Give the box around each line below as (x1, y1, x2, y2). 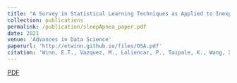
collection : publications (7, 17, 83, 24)
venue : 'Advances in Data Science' (7, 36, 112, 43)
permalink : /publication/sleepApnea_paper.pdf (7, 23, 147, 30)
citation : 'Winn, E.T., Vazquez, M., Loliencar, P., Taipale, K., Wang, (7, 50, 226, 56)
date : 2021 (7, 29, 39, 37)
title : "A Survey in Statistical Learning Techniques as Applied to (7, 10, 213, 17)
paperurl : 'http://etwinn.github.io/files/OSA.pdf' (7, 43, 162, 50)
